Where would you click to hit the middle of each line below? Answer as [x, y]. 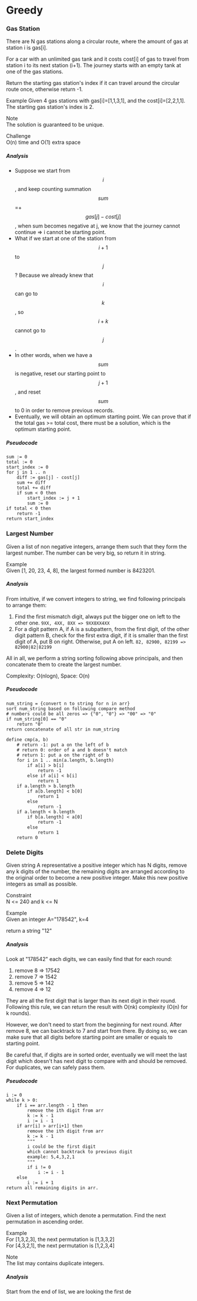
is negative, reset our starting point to [60, 374]
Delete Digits [25, 852]
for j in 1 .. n [26, 473]
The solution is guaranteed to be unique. [55, 125]
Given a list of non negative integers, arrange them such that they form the [96, 546]
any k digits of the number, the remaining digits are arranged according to [96, 871]
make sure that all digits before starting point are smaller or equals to [89, 1037]
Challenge [19, 136]
